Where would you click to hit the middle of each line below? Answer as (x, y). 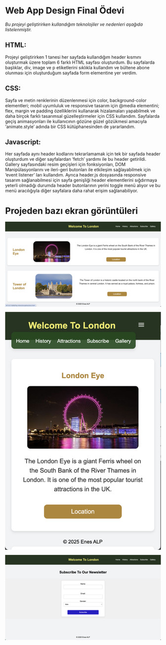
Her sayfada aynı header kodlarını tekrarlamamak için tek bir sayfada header (83, 154)
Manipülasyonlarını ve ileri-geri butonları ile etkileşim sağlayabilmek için (78, 170)
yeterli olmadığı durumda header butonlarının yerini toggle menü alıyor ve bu (83, 185)
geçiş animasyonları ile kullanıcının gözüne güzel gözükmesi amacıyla (76, 121)
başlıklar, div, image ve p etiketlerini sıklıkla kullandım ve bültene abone (77, 67)
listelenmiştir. (19, 29)
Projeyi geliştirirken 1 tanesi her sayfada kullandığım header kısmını (73, 57)
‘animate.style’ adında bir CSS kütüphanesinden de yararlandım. (70, 127)
